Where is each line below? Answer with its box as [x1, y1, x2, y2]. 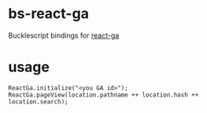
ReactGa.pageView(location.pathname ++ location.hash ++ [8, 91, 199, 99]
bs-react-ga [8, 5, 89, 23]
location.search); [8, 97, 68, 106]
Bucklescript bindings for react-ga [8, 31, 120, 40]
